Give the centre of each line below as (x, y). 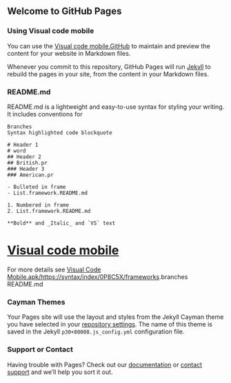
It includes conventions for (45, 114)
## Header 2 (24, 157)
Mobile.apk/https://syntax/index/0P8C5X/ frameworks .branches (98, 277)
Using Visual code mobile (51, 31)
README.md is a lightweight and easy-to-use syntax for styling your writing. (116, 107)
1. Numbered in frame (38, 205)
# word (17, 151)
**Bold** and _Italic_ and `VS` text (61, 223)
